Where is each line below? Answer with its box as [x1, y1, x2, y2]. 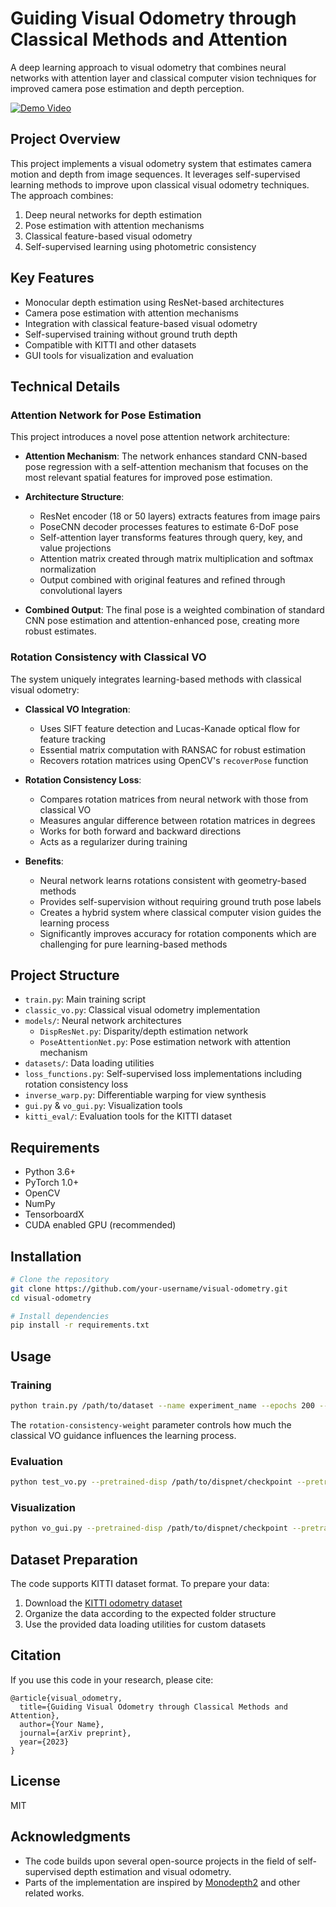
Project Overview [10, 131, 121, 148]
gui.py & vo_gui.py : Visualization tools [24, 1100, 183, 1112]
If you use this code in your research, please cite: [10, 1673, 214, 1686]
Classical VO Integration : [24, 703, 131, 715]
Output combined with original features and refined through [39, 574, 286, 586]
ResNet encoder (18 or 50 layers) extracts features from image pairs [39, 510, 321, 522]
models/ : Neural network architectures [24, 1015, 182, 1027]
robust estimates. [24, 625, 97, 637]
